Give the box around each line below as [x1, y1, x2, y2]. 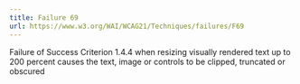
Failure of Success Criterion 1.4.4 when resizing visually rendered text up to [9, 46, 291, 57]
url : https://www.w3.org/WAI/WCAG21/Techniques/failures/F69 [9, 22, 245, 31]
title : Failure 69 [9, 13, 79, 23]
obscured [9, 65, 45, 77]
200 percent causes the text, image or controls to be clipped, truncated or [9, 56, 286, 67]
